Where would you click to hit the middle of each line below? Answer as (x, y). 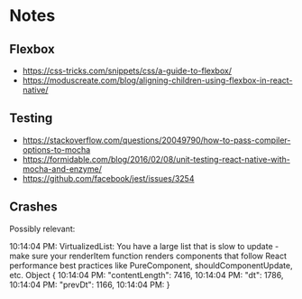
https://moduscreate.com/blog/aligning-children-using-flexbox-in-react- (157, 80)
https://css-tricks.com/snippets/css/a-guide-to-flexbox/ (127, 70)
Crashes (34, 207)
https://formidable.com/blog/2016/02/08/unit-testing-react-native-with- (156, 159)
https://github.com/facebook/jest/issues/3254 (108, 178)
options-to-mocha (56, 149)
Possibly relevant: (42, 229)
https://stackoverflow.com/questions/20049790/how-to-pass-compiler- (156, 140)
